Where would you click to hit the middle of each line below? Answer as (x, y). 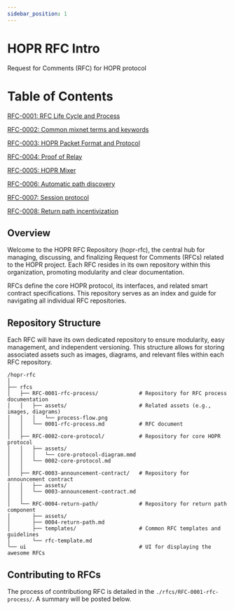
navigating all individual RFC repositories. (67, 301)
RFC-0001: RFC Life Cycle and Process (64, 116)
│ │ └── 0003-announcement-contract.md (72, 492)
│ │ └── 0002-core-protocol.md (59, 461)
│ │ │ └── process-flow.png (58, 418)
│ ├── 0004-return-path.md (56, 523)
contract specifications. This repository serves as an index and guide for (112, 293)
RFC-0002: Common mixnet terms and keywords (78, 129)
